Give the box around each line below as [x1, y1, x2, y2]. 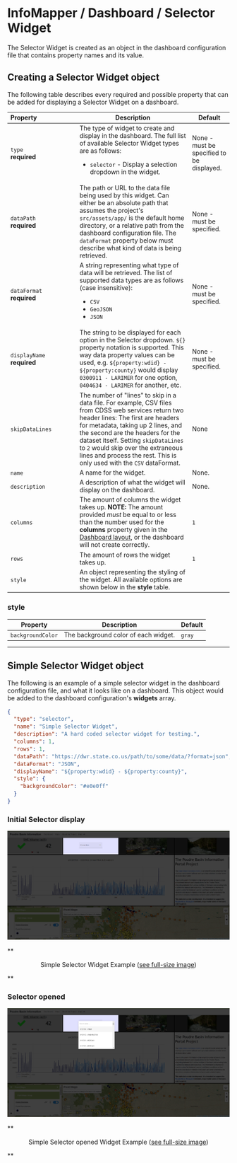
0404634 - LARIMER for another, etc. [79, 381, 182, 390]
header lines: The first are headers [79, 413, 180, 422]
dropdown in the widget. [90, 168, 161, 176]
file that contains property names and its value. [7, 51, 145, 59]
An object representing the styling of [79, 567, 186, 576]
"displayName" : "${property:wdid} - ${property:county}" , [13, 768, 188, 775]
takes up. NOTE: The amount [79, 503, 164, 511]
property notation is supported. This [79, 343, 185, 352]
